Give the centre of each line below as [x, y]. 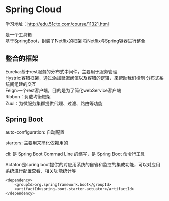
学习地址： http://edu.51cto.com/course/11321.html [57, 24]
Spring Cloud [33, 9]
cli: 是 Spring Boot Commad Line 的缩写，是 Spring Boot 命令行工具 [75, 154]
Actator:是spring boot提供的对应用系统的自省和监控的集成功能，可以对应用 [83, 164]
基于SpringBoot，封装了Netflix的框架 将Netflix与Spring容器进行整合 [75, 41]
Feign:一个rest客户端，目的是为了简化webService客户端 [63, 90]
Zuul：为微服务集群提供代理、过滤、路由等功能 [54, 103]
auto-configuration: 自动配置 [35, 132]
